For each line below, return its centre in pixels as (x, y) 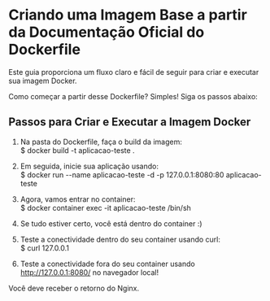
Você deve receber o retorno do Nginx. (74, 288)
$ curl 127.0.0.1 (45, 248)
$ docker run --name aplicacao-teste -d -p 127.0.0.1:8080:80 (122, 174)
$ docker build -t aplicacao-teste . (78, 150)
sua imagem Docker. (43, 81)
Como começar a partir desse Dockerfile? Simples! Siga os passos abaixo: (133, 96)
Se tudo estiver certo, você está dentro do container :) (111, 223)
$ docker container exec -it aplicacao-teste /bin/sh (105, 207)
